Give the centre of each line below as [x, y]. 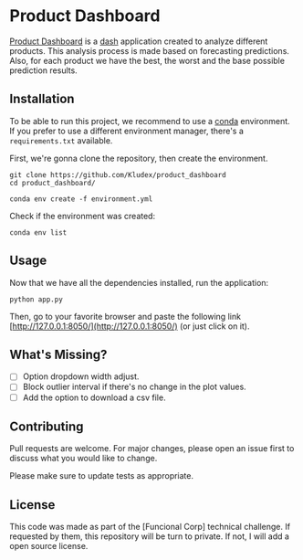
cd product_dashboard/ [52, 183]
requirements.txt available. [61, 140]
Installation [42, 99]
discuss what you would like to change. [84, 459]
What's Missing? [58, 354]
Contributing [47, 426]
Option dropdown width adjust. [81, 376]
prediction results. [43, 70]
